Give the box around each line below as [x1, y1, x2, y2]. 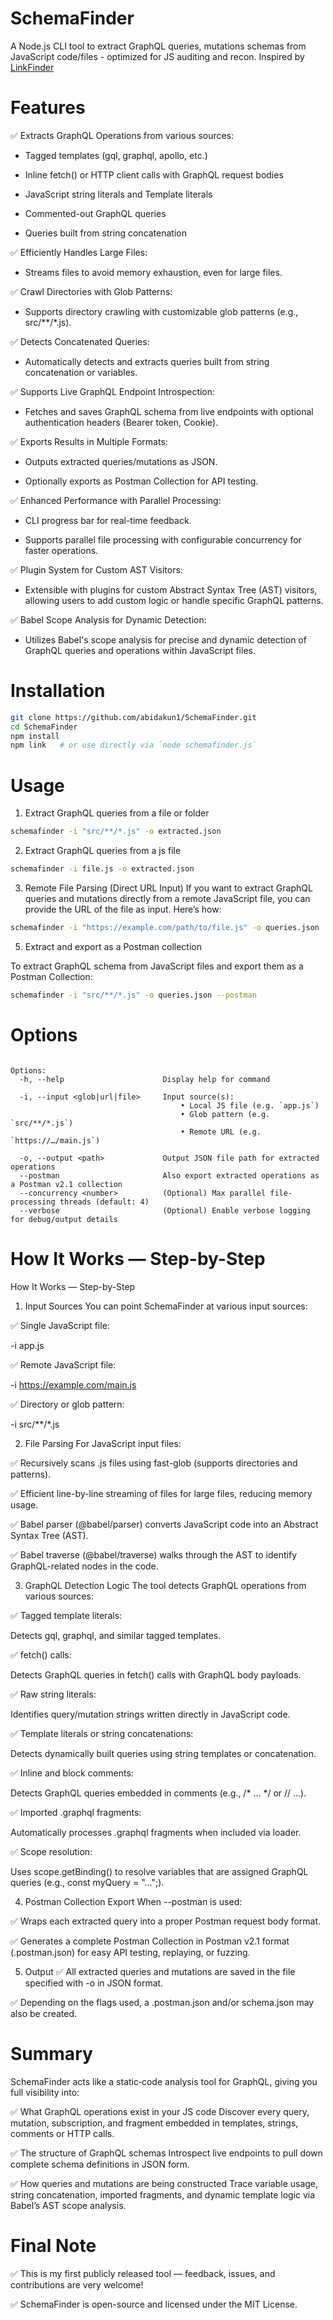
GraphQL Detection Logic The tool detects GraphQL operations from [24, 1579, 307, 1591]
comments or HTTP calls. [10, 2127, 115, 2139]
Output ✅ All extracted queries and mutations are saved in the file [24, 1965, 296, 1977]
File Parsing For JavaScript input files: [24, 1437, 182, 1449]
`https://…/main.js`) [10, 1135, 101, 1146]
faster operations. [24, 544, 99, 556]
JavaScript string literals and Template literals [24, 188, 213, 200]
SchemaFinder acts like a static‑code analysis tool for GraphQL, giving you [10, 2075, 318, 2087]
